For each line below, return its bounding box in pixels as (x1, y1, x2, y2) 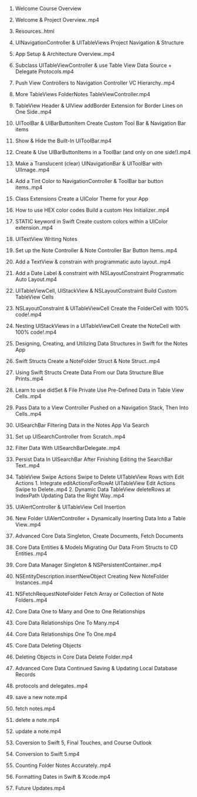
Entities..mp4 (15, 550, 47, 557)
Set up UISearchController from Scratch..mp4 (15, 433, 125, 440)
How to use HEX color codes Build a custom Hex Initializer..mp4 (15, 206, 169, 213)
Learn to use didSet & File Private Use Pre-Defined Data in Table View (15, 386, 184, 394)
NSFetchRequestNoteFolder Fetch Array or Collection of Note (15, 591, 164, 597)
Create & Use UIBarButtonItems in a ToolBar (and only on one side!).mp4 (15, 149, 191, 155)
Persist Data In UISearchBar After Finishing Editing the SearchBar (15, 456, 173, 463)
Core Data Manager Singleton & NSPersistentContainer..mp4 (15, 561, 162, 568)
